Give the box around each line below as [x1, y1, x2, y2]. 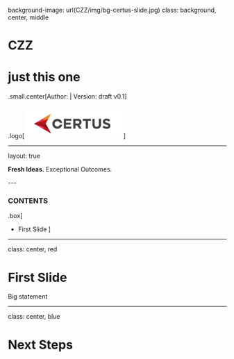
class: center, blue [8, 312, 60, 321]
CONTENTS [8, 196, 49, 206]
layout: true [8, 152, 41, 160]
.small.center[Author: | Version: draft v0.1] [8, 92, 127, 101]
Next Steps [8, 337, 74, 353]
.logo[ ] [8, 132, 126, 140]
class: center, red [8, 245, 58, 253]
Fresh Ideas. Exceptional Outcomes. [8, 165, 112, 174]
